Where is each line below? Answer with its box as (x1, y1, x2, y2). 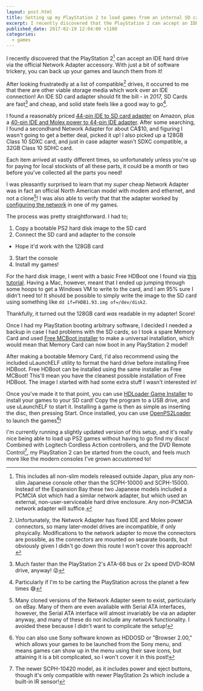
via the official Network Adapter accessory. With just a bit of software (6, 61, 179, 68)
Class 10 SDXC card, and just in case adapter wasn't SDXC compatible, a (6, 137, 187, 145)
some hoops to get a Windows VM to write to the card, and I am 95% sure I (6, 285, 193, 292)
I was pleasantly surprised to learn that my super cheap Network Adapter (6, 180, 189, 188)
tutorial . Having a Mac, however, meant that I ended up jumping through (6, 279, 185, 286)
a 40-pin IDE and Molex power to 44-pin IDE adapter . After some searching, (6, 119, 195, 126)
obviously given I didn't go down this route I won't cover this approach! (14, 542, 192, 549)
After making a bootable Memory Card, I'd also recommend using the (6, 352, 179, 360)
